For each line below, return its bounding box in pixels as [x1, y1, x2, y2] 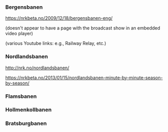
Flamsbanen [5, 93, 37, 100]
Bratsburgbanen [5, 120, 47, 127]
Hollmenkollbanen [5, 106, 52, 113]
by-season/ [5, 80, 30, 86]
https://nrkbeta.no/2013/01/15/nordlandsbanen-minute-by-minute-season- [5, 74, 163, 81]
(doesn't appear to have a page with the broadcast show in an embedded [5, 25, 160, 31]
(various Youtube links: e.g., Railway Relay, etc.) [5, 40, 107, 46]
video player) [5, 31, 33, 37]
